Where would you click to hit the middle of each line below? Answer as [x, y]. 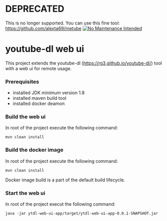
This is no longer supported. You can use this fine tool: [63, 23]
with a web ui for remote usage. [39, 68]
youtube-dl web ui [45, 49]
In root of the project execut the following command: [60, 204]
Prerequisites [22, 81]
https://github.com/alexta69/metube [43, 28]
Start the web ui [25, 193]
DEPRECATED [35, 9]
